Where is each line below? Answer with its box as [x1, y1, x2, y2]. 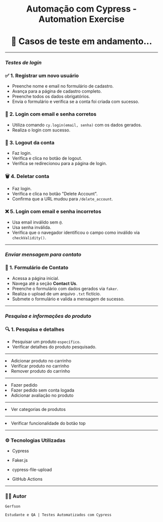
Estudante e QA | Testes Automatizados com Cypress [5, 512, 112, 517]
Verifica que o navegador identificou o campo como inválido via [12, 229, 140, 235]
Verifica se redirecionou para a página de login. [12, 160, 107, 166]
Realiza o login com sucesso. [12, 127, 71, 133]
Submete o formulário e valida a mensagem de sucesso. [12, 296, 125, 302]
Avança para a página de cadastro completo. [12, 88, 102, 94]
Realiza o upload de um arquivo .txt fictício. [12, 291, 101, 296]
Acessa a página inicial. [12, 275, 60, 281]
